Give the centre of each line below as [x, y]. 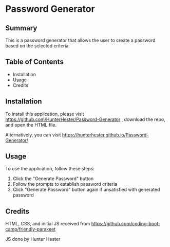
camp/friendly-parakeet [31, 229]
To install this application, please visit [45, 114]
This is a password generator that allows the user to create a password [80, 40]
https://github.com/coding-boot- [126, 224]
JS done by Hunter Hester [33, 239]
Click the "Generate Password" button [53, 179]
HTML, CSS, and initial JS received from [48, 224]
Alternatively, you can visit [33, 135]
